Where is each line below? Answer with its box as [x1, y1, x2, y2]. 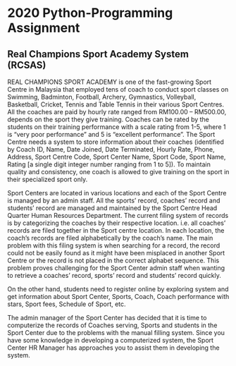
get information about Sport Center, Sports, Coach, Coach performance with [7, 293, 230, 300]
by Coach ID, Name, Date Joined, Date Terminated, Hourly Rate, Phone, [7, 145, 215, 153]
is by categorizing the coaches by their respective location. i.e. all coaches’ [7, 219, 226, 227]
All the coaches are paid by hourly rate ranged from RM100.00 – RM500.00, [7, 108, 227, 116]
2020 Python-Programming [7, 5, 173, 21]
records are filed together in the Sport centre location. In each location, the [7, 226, 225, 234]
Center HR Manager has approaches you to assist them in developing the [7, 343, 220, 352]
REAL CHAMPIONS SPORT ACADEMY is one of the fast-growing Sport [7, 78, 212, 86]
